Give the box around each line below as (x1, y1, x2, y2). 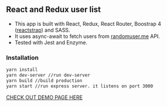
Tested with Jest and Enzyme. (14, 39, 88, 46)
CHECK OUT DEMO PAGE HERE (6, 94, 83, 101)
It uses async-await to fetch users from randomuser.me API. (14, 32, 160, 40)
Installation (6, 53, 39, 61)
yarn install (6, 67, 38, 73)
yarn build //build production (6, 77, 83, 84)
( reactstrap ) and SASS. (14, 26, 70, 33)
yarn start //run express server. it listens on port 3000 (6, 83, 154, 89)
